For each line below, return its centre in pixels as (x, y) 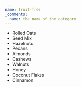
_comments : (16, 14)
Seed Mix (22, 38)
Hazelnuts (22, 43)
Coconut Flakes (28, 75)
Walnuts (20, 64)
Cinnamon (23, 80)
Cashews (22, 59)
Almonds (21, 54)
